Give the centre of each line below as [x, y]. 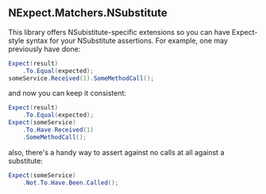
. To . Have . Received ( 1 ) [58, 130]
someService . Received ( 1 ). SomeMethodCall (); [81, 78]
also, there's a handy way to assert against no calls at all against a [116, 152]
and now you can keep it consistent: [67, 93]
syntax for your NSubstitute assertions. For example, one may [127, 40]
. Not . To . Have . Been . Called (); [71, 183]
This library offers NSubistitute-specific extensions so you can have [119, 32]
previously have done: [44, 49]
